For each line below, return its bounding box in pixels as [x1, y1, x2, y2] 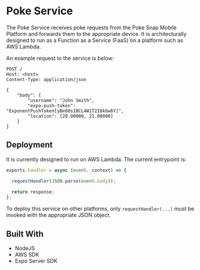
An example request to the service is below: [6, 54, 115, 62]
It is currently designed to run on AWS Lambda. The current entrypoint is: [6, 155, 187, 162]
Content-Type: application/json [6, 76, 87, 82]
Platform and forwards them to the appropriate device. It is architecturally [6, 30, 187, 37]
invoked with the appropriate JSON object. [6, 211, 111, 219]
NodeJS [14, 245, 35, 252]
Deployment [6, 140, 53, 150]
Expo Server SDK [14, 257, 58, 265]
